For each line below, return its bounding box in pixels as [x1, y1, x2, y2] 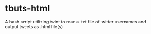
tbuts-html [5, 3, 50, 14]
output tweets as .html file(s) [5, 23, 63, 29]
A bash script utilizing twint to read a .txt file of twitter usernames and [5, 19, 146, 24]
